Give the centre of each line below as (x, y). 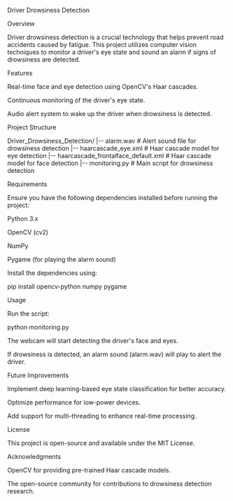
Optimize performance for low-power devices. (74, 402)
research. (21, 491)
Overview (21, 23)
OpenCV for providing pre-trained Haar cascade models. (89, 470)
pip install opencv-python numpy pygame (67, 287)
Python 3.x (23, 219)
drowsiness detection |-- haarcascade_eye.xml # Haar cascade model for (113, 148)
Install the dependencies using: (52, 273)
